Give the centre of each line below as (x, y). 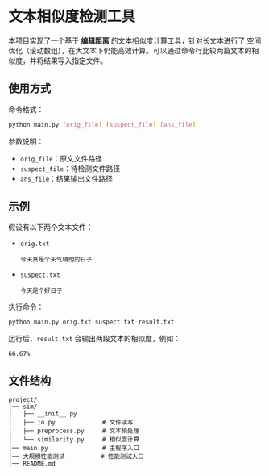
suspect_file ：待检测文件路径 (70, 168)
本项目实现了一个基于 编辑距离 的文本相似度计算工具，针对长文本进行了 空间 (135, 40)
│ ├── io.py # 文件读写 (71, 423)
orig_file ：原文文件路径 (61, 158)
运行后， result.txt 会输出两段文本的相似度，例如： (95, 339)
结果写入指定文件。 (75, 61)
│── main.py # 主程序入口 (74, 449)
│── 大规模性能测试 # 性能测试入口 (77, 457)
